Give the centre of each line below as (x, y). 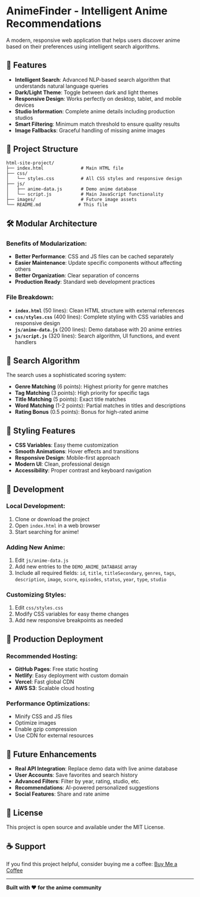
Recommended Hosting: (42, 656)
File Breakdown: (30, 298)
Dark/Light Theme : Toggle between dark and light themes (87, 92)
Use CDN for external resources (54, 735)
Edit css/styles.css (39, 608)
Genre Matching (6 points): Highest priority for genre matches (91, 386)
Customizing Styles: (36, 595)
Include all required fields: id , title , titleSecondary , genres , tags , (95, 573)
